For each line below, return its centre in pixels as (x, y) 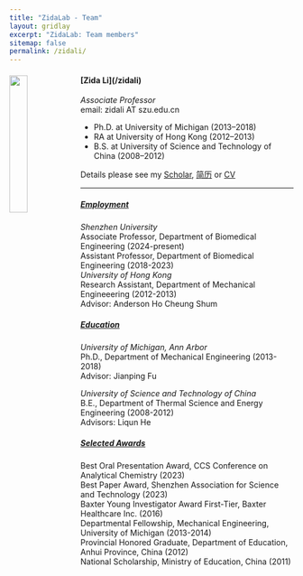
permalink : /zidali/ (48, 51)
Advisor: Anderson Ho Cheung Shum (149, 304)
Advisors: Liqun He (116, 423)
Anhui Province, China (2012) (135, 553)
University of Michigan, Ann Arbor (144, 348)
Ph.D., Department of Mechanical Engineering (165, 357)
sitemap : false (38, 43)
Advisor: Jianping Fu (119, 376)
